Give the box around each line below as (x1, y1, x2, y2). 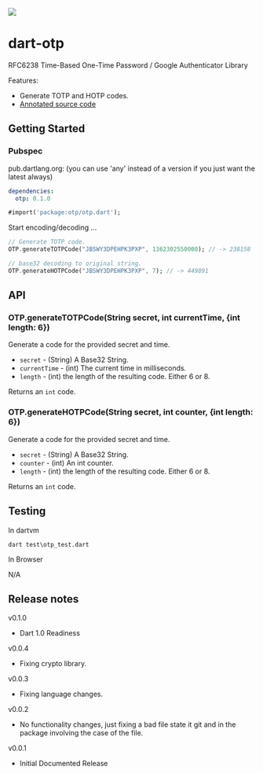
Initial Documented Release (19, 759, 108, 768)
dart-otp (8, 35, 64, 53)
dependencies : (8, 187, 55, 195)
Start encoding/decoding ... (8, 223, 97, 232)
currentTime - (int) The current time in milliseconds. (19, 363, 187, 373)
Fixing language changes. (19, 689, 104, 699)
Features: (8, 76, 39, 85)
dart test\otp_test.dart (8, 540, 89, 548)
